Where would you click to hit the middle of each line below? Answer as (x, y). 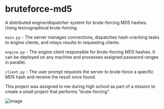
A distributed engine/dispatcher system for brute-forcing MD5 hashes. (76, 22)
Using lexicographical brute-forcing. (42, 27)
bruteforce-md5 (39, 9)
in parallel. (15, 62)
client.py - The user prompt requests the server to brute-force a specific (80, 71)
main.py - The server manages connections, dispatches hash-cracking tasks (82, 37)
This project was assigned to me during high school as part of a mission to (80, 86)
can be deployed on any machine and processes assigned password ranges (82, 57)
